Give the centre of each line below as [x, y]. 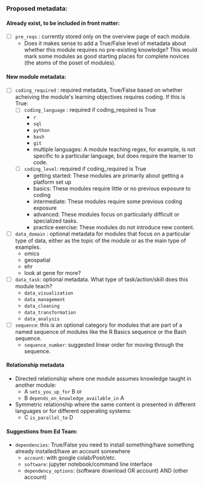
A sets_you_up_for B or [53, 391]
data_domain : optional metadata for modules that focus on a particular [103, 234]
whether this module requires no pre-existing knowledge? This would [111, 50]
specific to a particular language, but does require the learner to [113, 156]
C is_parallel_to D [49, 417]
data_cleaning [42, 306]
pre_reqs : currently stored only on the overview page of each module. [103, 36]
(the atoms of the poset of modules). [70, 63]
